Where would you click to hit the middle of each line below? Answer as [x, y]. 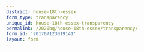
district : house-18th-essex [41, 12]
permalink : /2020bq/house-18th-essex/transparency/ [72, 28]
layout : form [22, 39]
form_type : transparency [37, 17]
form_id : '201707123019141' [41, 34]
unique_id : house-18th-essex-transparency [60, 23]
